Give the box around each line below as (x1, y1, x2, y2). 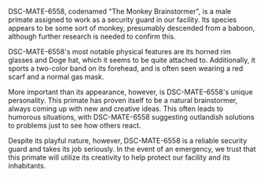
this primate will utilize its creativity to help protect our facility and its (8, 153, 230, 162)
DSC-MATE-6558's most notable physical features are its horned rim (8, 47, 232, 56)
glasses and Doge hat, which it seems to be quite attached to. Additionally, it (8, 55, 255, 65)
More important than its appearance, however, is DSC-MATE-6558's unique (8, 87, 253, 97)
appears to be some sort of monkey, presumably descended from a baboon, (8, 24, 255, 32)
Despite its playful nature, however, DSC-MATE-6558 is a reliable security (8, 136, 247, 145)
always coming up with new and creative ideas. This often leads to (8, 104, 224, 113)
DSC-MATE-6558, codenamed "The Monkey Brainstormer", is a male (8, 7, 232, 16)
